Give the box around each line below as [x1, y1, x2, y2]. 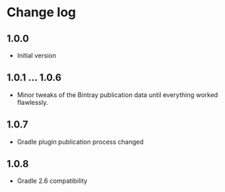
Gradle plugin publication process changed [16, 137, 144, 146]
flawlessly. [16, 98, 48, 106]
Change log [6, 4, 76, 21]
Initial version [16, 51, 56, 60]
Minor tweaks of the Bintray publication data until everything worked [16, 90, 219, 99]
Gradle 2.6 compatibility [16, 176, 88, 185]
